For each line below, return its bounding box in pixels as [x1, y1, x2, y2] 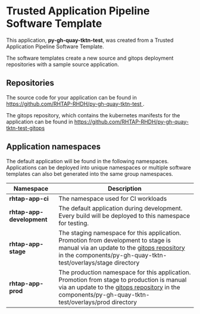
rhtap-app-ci [9, 194, 49, 203]
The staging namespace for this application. [58, 228, 182, 237]
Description [108, 184, 142, 192]
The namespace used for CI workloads [58, 194, 167, 203]
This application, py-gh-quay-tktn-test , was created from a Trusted [6, 36, 174, 43]
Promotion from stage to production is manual [58, 275, 187, 284]
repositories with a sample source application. [6, 61, 119, 68]
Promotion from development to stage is [58, 236, 171, 244]
